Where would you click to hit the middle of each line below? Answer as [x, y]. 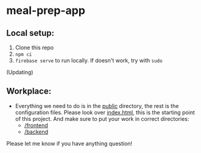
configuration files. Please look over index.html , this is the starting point [105, 112]
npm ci [23, 55]
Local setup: [30, 33]
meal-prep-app [46, 11]
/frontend [36, 125]
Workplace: [29, 91]
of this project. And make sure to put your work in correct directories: [102, 118]
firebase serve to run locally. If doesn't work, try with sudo [89, 60]
